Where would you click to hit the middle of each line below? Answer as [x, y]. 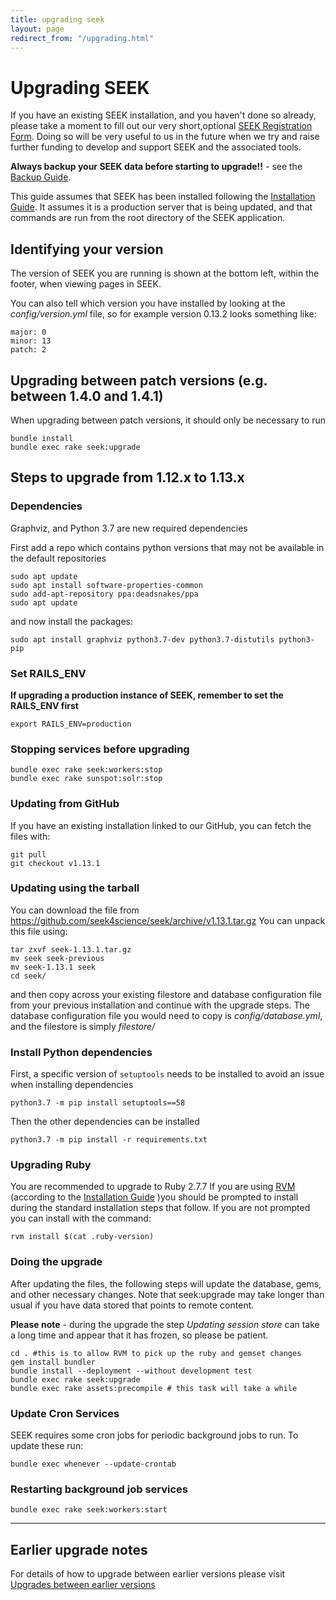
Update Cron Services [65, 1413]
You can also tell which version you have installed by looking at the [148, 303]
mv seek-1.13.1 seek [53, 967]
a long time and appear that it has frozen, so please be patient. [139, 1335]
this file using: [39, 931]
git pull [28, 854]
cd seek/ [28, 976]
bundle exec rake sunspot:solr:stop [86, 779]
